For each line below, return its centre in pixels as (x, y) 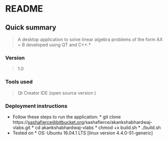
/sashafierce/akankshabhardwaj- (118, 122)
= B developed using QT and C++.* (54, 45)
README (24, 9)
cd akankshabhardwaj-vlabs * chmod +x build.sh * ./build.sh (98, 127)
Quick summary (31, 27)
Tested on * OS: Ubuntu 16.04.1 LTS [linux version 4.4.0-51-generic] (82, 133)
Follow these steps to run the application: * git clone (67, 117)
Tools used (19, 82)
